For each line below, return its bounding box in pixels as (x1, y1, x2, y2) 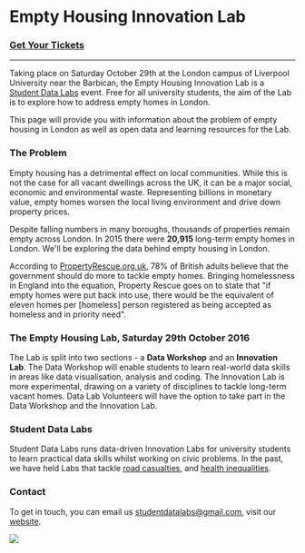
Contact (9, 486, 46, 499)
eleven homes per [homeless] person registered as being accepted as (9, 299, 272, 310)
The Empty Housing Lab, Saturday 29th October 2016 (9, 331, 251, 344)
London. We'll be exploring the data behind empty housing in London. (9, 242, 271, 253)
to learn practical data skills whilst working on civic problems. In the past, (9, 453, 284, 464)
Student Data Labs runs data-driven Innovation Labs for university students (9, 443, 291, 455)
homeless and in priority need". (9, 309, 127, 320)
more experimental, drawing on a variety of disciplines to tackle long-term (9, 381, 287, 392)
